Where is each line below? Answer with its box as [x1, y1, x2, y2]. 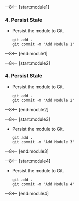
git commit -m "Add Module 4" [12, 181, 75, 187]
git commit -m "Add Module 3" [12, 139, 75, 144]
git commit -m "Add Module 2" [12, 98, 75, 103]
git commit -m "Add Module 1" [12, 42, 75, 47]
